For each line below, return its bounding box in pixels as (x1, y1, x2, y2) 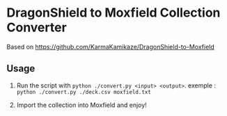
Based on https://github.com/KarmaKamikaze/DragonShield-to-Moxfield (6, 42, 215, 51)
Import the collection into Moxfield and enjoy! (16, 101, 147, 109)
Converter (6, 19, 67, 35)
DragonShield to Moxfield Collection (6, 5, 221, 21)
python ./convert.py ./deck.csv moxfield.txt (16, 88, 151, 95)
